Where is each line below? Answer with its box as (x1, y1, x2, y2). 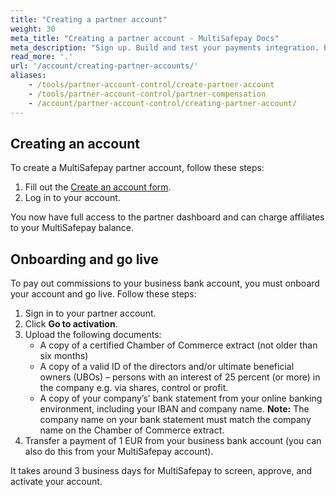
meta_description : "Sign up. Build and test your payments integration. (10, 42, 320, 53)
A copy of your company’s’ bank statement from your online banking (39, 392, 323, 405)
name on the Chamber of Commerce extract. (39, 424, 225, 436)
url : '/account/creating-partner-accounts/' (10, 61, 199, 71)
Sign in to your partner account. (24, 307, 157, 320)
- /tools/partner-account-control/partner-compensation (28, 89, 267, 99)
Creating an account (10, 135, 141, 152)
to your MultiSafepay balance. (10, 222, 134, 234)
